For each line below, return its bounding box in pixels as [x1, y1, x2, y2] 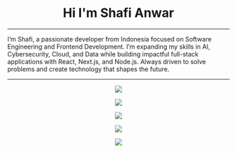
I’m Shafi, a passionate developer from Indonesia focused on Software [7, 35, 212, 43]
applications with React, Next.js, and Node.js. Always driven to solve [7, 57, 207, 66]
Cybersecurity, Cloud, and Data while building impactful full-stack [7, 49, 199, 58]
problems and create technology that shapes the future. [7, 65, 170, 73]
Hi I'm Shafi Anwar [62, 5, 174, 21]
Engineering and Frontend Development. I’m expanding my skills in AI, [7, 42, 210, 51]
